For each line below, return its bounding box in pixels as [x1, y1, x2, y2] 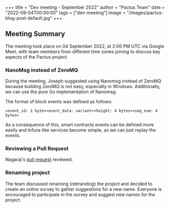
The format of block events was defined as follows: [5, 99, 113, 105]
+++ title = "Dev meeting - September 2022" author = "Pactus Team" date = [5, 5, 165, 10]
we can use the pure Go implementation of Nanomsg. [5, 89, 117, 95]
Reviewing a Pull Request [5, 145, 69, 152]
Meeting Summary [5, 30, 65, 38]
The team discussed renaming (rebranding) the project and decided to [5, 181, 153, 187]
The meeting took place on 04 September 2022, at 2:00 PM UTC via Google [5, 43, 164, 49]
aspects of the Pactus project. [5, 54, 69, 60]
